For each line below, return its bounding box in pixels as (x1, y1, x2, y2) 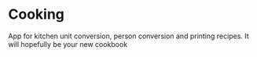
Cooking (8, 5, 65, 23)
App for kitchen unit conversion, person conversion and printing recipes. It (8, 31, 249, 41)
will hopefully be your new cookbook (8, 39, 128, 48)
